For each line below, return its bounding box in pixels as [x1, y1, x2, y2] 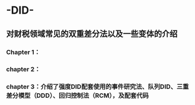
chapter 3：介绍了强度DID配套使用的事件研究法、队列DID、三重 [6, 82, 189, 91]
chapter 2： [6, 65, 41, 74]
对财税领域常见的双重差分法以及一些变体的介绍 [6, 28, 178, 39]
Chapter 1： [6, 48, 40, 56]
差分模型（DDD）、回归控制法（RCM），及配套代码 [6, 91, 149, 100]
